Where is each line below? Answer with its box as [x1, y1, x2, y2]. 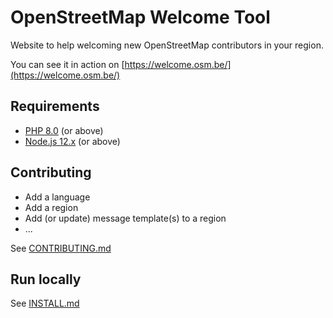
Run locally [10, 271, 82, 288]
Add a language [24, 191, 91, 203]
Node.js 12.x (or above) [24, 135, 121, 147]
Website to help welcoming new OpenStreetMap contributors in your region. [10, 39, 324, 51]
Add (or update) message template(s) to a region [24, 212, 227, 224]
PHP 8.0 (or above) [24, 124, 104, 136]
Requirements [10, 98, 100, 115]
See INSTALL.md [10, 297, 80, 310]
